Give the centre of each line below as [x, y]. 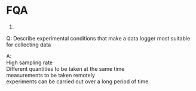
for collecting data [29, 45]
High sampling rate [29, 62]
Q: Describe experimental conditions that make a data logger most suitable [98, 38]
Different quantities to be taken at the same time [65, 68]
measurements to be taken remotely [51, 75]
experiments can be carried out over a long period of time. [78, 81]
